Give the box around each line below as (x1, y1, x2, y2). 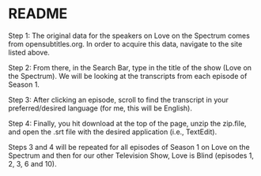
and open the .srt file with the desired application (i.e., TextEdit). (8, 127, 217, 137)
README (8, 5, 68, 23)
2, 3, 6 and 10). (8, 159, 57, 168)
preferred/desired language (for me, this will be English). (8, 103, 192, 113)
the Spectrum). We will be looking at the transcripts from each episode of (8, 71, 248, 81)
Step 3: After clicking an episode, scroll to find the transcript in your (8, 95, 229, 104)
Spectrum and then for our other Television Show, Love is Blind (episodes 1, (8, 151, 255, 160)
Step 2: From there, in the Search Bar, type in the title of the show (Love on (8, 62, 252, 72)
